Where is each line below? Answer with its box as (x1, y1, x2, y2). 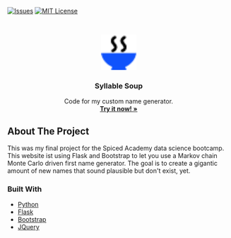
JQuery (17, 223, 40, 232)
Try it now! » (100, 105, 138, 113)
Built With (7, 184, 42, 194)
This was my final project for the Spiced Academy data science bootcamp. (7, 144, 225, 152)
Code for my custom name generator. (64, 97, 174, 106)
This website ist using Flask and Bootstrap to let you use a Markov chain (7, 152, 218, 160)
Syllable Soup (94, 81, 143, 91)
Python (17, 200, 39, 209)
